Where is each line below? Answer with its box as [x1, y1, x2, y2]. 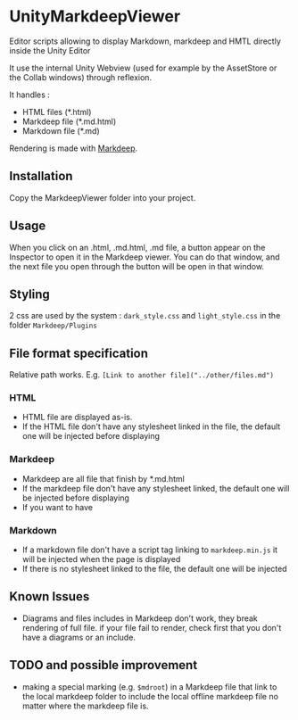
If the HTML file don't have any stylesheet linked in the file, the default [21, 421, 281, 432]
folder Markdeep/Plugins [9, 319, 98, 331]
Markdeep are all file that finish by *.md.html [21, 473, 185, 484]
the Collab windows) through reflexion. [9, 71, 153, 82]
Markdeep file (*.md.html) [21, 116, 117, 127]
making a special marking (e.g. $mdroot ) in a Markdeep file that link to [21, 681, 277, 692]
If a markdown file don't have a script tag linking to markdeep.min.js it [21, 544, 278, 555]
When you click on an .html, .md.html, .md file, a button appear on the [9, 242, 266, 252]
